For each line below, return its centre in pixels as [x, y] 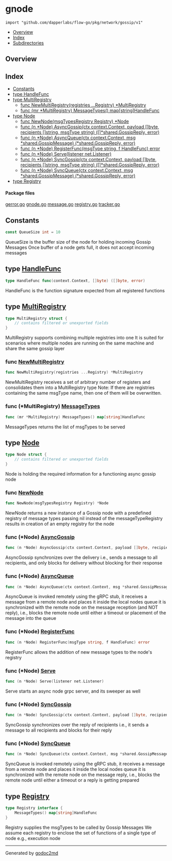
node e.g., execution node [33, 838]
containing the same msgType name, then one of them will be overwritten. [84, 393]
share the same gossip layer [35, 349]
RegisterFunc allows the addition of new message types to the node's [79, 652]
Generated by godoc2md [32, 853]
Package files [20, 193]
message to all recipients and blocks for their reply [59, 730]
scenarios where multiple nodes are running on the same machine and [80, 343]
